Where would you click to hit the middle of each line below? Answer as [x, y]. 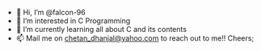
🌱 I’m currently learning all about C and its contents [101, 29]
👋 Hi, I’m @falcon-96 [51, 12]
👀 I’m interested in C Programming [73, 21]
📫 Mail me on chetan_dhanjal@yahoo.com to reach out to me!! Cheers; [135, 38]
